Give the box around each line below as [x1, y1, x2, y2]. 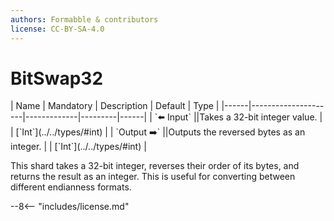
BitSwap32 [10, 67, 104, 90]
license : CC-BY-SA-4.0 [10, 24, 105, 34]
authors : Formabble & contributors [10, 14, 159, 25]
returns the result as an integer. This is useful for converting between [10, 171, 296, 183]
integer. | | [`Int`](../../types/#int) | [10, 141, 147, 153]
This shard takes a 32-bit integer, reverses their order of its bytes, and [10, 160, 300, 172]
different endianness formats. [10, 181, 132, 193]
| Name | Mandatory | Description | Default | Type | [10, 100, 220, 112]
